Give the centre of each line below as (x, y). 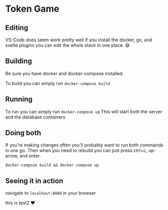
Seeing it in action (34, 181)
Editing (17, 28)
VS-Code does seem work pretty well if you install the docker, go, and (79, 40)
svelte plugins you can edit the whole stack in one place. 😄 (68, 45)
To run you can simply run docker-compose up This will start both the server (84, 111)
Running (19, 99)
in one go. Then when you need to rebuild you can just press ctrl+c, (76, 151)
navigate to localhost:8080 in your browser (51, 193)
